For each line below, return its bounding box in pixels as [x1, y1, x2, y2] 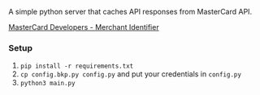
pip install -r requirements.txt [19, 62, 134, 71]
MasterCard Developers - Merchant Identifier [8, 23, 160, 31]
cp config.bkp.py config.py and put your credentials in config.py [19, 69, 242, 79]
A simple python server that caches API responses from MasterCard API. [8, 7, 253, 16]
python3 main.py [19, 80, 76, 88]
